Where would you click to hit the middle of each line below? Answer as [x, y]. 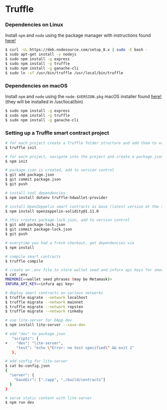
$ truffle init [21, 147]
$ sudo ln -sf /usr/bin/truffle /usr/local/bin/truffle [64, 73]
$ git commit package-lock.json [39, 229]
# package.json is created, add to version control [60, 170]
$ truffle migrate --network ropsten [44, 307]
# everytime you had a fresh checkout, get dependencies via [70, 243]
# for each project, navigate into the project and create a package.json [84, 157]
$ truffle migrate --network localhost [46, 297]
